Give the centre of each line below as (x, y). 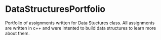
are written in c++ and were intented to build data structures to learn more (81, 28)
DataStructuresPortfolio (55, 9)
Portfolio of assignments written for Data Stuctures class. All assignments (80, 23)
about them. (17, 33)
